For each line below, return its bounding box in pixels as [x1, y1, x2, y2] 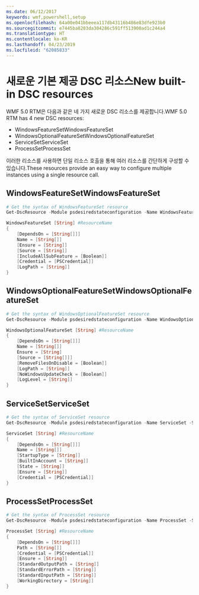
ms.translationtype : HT [6, 31, 65, 37]
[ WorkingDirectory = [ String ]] [17, 578, 94, 584]
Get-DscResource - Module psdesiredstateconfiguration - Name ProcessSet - [6, 517, 192, 524]
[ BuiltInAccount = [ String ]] [17, 458, 89, 464]
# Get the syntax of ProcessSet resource [6, 512, 110, 518]
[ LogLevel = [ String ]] [17, 377, 73, 382]
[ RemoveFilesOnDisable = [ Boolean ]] [17, 360, 108, 366]
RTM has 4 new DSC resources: [6, 114, 84, 121]
